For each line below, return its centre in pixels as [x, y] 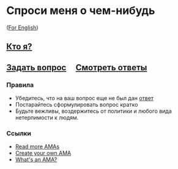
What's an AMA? [36, 160]
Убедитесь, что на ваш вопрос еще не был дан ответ [84, 98]
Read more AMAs [37, 146]
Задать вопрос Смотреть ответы [77, 67]
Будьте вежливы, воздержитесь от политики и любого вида [94, 111]
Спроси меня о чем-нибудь [81, 11]
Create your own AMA [43, 153]
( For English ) [22, 27]
